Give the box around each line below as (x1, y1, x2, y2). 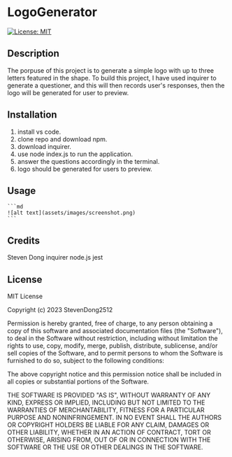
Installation (7, 109, 57, 121)
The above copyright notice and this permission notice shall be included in (7, 370, 222, 378)
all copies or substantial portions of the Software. (7, 377, 149, 386)
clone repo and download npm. (17, 134, 108, 143)
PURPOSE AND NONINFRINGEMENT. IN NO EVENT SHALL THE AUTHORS (7, 414, 222, 421)
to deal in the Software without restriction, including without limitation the (7, 334, 218, 342)
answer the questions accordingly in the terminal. (17, 157, 160, 165)
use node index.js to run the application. (17, 150, 133, 158)
